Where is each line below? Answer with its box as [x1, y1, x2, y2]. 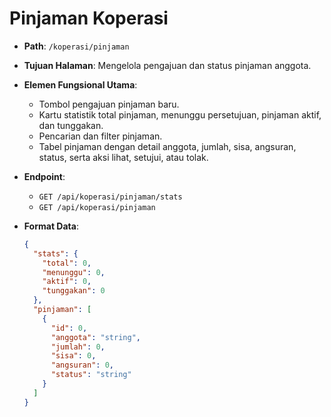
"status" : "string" [50, 370, 132, 380]
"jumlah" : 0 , [50, 342, 106, 352]
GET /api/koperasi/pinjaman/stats [38, 192, 183, 202]
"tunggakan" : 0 [42, 286, 106, 296]
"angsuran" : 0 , [50, 360, 115, 371]
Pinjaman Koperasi [9, 7, 169, 30]
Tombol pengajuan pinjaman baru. [38, 98, 180, 110]
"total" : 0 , [42, 258, 92, 268]
